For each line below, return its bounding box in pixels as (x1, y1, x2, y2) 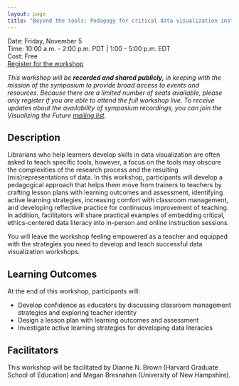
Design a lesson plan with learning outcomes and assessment (17, 316, 199, 325)
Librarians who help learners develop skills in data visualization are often (7, 150, 221, 159)
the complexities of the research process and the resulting (7, 165, 179, 174)
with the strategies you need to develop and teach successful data (7, 240, 203, 249)
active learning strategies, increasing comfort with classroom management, (7, 196, 229, 204)
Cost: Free (7, 51, 38, 61)
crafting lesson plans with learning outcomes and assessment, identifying (7, 188, 223, 197)
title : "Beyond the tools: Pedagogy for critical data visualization (7, 17, 218, 24)
